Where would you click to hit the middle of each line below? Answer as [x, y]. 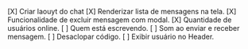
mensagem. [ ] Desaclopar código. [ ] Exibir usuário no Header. [111, 36]
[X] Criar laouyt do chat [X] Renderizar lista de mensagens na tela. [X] [122, 11]
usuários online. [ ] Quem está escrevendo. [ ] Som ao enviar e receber [124, 28]
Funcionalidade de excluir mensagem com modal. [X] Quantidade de [120, 20]
